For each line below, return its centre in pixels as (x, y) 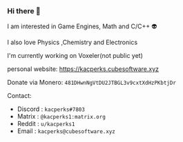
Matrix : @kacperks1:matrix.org (61, 116)
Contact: (20, 96)
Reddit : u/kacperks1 (46, 124)
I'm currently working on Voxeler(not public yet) (75, 56)
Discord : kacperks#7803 (51, 109)
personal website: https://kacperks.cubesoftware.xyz (83, 69)
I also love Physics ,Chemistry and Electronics (73, 42)
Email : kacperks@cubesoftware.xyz (66, 131)
